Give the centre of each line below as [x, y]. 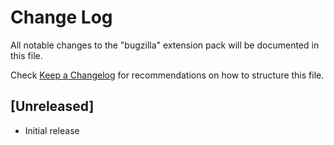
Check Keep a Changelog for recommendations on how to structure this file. [167, 75]
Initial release [52, 130]
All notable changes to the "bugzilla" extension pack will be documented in [165, 45]
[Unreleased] [52, 106]
